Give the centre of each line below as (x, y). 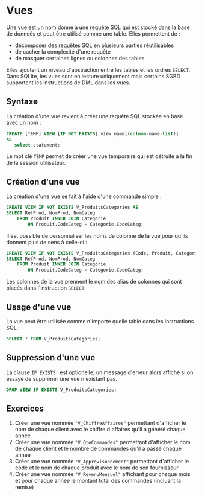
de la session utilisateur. (36, 163)
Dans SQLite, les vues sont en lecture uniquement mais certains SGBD (93, 76)
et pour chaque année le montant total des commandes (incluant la (98, 481)
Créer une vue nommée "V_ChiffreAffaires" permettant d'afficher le (100, 423)
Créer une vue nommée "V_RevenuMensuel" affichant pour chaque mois (103, 474)
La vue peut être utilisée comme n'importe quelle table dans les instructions (100, 321)
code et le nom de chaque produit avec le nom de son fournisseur (96, 468)
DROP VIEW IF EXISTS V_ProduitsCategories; (62, 390)
